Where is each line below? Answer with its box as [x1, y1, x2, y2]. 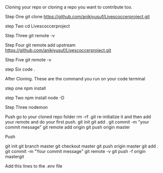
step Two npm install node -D [5, 95, 65, 100]
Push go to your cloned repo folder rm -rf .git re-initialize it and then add [5, 114, 151, 120]
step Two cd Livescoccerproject [5, 23, 70, 29]
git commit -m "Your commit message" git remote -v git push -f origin [5, 148, 146, 154]
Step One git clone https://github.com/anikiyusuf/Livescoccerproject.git [5, 14, 150, 19]
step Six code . [5, 66, 35, 72]
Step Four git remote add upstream [5, 42, 76, 48]
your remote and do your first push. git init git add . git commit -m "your [5, 119, 149, 124]
